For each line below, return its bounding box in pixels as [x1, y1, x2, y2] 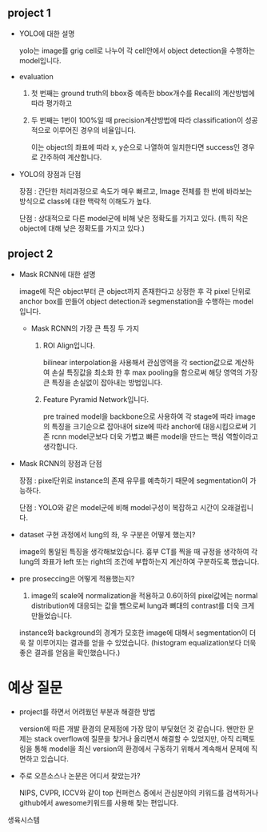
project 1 [7, 6, 51, 20]
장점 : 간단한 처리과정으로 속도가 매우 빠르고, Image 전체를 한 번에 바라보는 [18, 186, 253, 195]
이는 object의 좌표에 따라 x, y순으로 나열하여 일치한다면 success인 [30, 142, 241, 151]
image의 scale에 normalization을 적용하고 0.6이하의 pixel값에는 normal [30, 590, 258, 600]
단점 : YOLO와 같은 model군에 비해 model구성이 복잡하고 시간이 [18, 502, 220, 512]
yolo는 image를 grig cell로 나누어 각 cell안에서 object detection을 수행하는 [18, 46, 256, 55]
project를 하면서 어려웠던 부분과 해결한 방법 [18, 706, 156, 716]
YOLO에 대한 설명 [18, 28, 75, 38]
